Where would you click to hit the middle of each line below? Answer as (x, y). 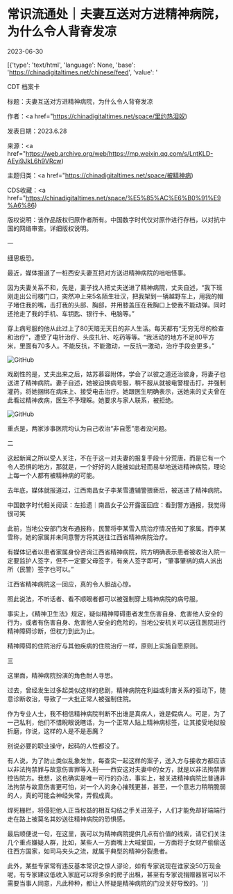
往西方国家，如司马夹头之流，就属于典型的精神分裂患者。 (89, 851)
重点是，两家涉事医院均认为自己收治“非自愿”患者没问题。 (89, 428)
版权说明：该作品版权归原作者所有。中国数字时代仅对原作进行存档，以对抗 (113, 219)
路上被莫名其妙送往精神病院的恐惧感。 (74, 819)
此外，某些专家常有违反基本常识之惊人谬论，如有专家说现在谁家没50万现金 (114, 865)
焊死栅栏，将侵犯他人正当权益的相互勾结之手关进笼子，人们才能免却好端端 (113, 810)
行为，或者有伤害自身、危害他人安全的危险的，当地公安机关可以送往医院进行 (116, 622)
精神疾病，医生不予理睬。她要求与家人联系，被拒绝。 (101, 400)
